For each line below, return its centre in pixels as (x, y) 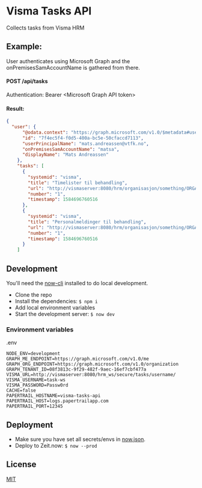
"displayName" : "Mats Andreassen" (66, 155)
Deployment (30, 425)
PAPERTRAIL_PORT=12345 (35, 406)
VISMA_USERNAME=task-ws (36, 380)
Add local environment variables (55, 307)
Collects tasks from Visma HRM (45, 28)
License (21, 465)
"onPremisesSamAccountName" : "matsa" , (71, 149)
